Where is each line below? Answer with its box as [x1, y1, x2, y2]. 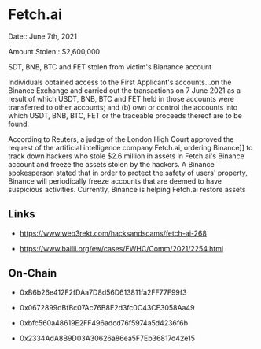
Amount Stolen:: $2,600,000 [8, 46, 101, 56]
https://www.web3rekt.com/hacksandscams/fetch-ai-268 [19, 228, 207, 238]
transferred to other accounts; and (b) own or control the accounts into [8, 102, 238, 112]
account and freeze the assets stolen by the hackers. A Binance [8, 159, 215, 169]
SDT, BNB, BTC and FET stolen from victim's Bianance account [8, 61, 212, 72]
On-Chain [8, 266, 57, 280]
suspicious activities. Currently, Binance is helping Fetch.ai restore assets [8, 184, 246, 194]
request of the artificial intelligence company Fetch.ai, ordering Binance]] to [8, 143, 253, 152]
